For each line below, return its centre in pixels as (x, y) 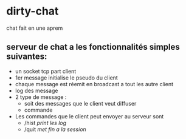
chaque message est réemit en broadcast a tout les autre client (94, 84)
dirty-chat (33, 11)
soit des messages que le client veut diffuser (80, 103)
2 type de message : (41, 97)
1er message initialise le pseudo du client (67, 78)
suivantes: (27, 57)
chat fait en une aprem (35, 28)
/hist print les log (45, 123)
